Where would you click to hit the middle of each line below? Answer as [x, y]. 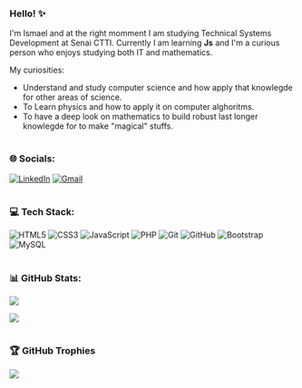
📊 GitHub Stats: [45, 277]
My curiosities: [37, 70]
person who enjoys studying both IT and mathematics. [111, 53]
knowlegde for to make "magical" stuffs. [98, 126]
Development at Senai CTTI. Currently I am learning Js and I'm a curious [145, 43]
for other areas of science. [72, 97]
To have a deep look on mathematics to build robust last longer [140, 117]
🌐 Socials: [33, 159]
